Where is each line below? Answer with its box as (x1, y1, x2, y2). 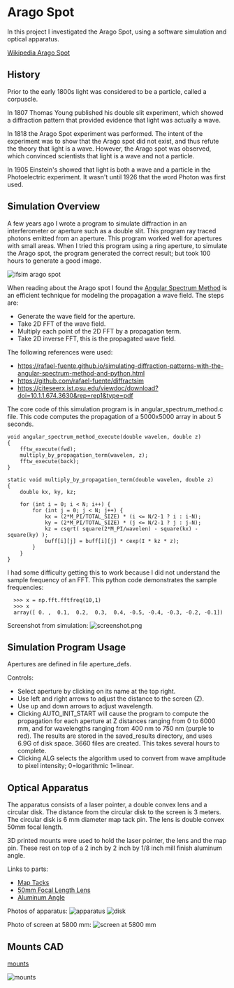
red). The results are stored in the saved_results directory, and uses (17, 732, 212, 740)
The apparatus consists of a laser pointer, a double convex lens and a (7, 800, 207, 809)
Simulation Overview (7, 200, 101, 212)
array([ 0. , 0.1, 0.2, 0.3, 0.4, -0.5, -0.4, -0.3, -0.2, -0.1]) (13, 609, 224, 616)
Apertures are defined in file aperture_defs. (7, 660, 131, 668)
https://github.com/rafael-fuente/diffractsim (17, 376, 145, 385)
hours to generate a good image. (7, 256, 102, 265)
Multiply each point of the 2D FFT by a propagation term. (17, 327, 182, 335)
